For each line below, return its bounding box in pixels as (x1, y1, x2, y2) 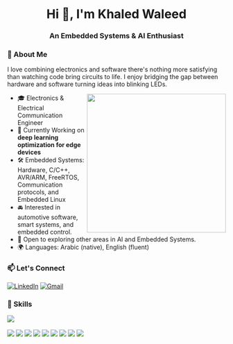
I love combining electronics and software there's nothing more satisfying (7, 65, 218, 74)
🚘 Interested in (17, 203, 61, 212)
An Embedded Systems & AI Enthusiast (49, 31, 184, 41)
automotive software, (17, 213, 78, 221)
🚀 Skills (7, 299, 33, 309)
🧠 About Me (7, 50, 48, 60)
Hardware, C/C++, (17, 166, 71, 174)
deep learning (17, 133, 59, 141)
